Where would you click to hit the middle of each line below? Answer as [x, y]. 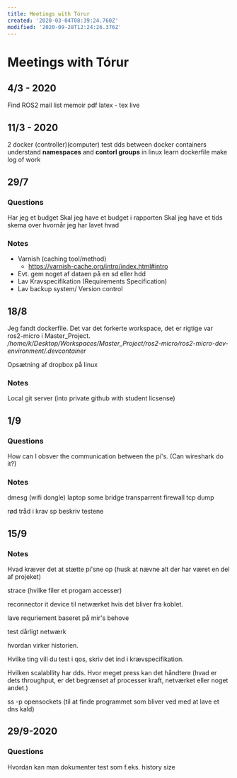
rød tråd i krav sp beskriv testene [56, 512]
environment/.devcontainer [47, 351]
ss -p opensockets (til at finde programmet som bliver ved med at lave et [113, 701]
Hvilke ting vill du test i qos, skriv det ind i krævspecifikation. [96, 659]
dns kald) [21, 709]
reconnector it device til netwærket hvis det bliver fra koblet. [96, 604]
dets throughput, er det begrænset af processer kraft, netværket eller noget [118, 680]
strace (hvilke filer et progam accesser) [65, 590]
